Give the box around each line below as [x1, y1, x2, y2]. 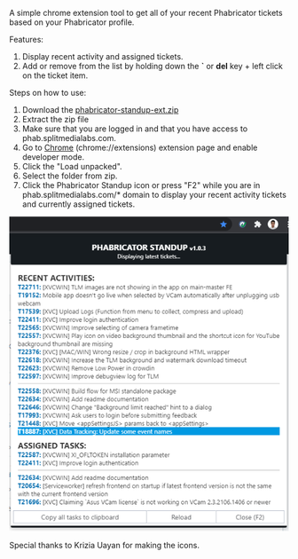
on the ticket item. [21, 70, 89, 81]
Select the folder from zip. [21, 170, 118, 181]
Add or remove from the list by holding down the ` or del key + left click [21, 61, 284, 71]
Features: [9, 35, 44, 44]
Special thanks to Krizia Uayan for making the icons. [9, 539, 200, 550]
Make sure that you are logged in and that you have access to [21, 123, 248, 134]
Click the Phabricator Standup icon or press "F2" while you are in [21, 180, 261, 190]
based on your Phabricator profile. [9, 17, 135, 28]
